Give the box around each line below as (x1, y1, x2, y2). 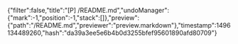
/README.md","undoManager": (77, 6, 169, 14)
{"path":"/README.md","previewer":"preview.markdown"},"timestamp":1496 (7, 21, 231, 29)
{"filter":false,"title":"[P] (7, 6, 77, 14)
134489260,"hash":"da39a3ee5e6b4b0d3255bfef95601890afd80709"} (7, 28, 217, 37)
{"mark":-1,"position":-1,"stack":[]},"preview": (7, 13, 140, 22)
